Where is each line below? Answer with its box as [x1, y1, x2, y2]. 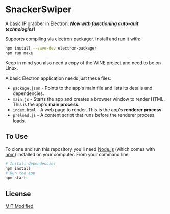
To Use [5, 132, 28, 141]
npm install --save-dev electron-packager [5, 45, 97, 51]
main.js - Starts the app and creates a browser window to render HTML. [12, 96, 165, 102]
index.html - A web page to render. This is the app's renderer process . [12, 106, 163, 113]
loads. [12, 117, 26, 124]
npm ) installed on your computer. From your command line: [5, 151, 130, 157]
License [5, 189, 31, 198]
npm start [5, 175, 27, 181]
